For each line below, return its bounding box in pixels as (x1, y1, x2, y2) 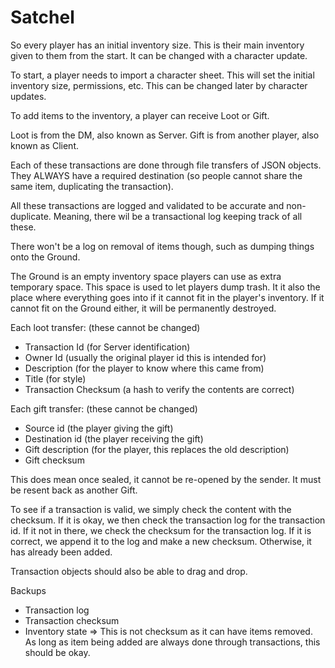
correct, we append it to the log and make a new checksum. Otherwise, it (10, 535, 312, 547)
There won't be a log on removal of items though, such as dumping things (10, 240, 315, 252)
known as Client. (10, 139, 80, 151)
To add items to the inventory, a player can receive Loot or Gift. (10, 109, 270, 121)
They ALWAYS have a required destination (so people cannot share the (10, 169, 303, 181)
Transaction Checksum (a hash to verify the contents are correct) (24, 383, 295, 395)
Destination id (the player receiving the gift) (24, 432, 204, 445)
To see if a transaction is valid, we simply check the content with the (10, 503, 292, 515)
